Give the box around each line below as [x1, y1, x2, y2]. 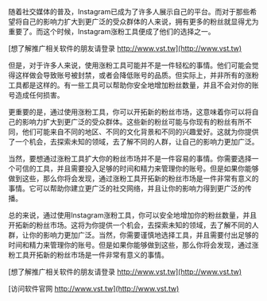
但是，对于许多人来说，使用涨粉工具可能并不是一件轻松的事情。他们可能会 [8, 60, 252, 70]
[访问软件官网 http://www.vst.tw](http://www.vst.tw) [8, 284, 180, 293]
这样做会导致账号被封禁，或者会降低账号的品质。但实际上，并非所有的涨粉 [14, 71, 259, 79]
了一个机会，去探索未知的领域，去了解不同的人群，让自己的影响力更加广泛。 [8, 137, 259, 146]
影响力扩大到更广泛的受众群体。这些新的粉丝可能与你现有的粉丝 [21, 118, 231, 126]
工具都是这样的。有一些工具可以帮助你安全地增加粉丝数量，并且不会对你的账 [8, 80, 259, 90]
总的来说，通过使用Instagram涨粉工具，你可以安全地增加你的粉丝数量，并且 [8, 210, 257, 220]
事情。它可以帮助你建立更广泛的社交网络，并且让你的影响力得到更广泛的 [8, 183, 245, 193]
